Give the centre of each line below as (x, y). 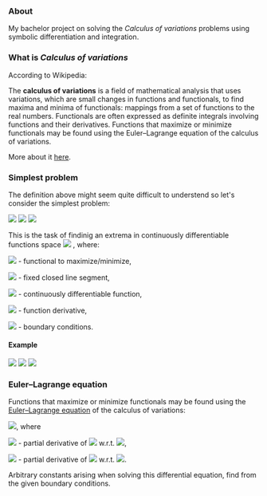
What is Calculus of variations (69, 57)
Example (23, 345)
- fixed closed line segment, (64, 278)
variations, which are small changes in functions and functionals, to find (126, 99)
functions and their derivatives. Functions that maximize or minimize (120, 124)
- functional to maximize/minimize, (75, 261)
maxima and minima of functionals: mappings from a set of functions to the (132, 107)
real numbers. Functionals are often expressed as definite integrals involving (133, 116)
